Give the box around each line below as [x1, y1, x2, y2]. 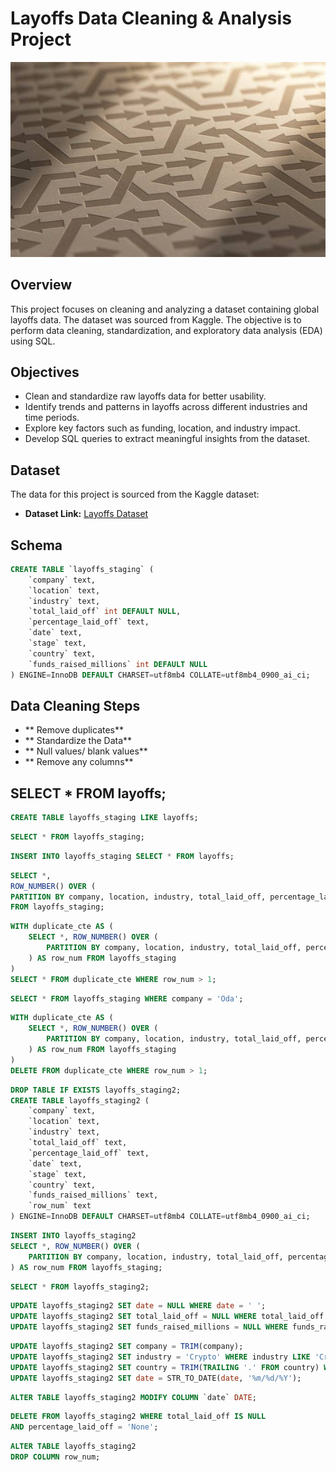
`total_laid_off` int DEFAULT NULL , [28, 607, 182, 617]
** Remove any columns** [24, 756, 134, 768]
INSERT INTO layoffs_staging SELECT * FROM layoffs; [10, 851, 235, 861]
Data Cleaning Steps [10, 697, 141, 714]
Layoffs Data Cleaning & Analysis [10, 7, 292, 30]
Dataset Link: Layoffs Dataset [24, 508, 149, 520]
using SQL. [10, 335, 56, 347]
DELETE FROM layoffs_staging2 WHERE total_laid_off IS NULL [10, 1412, 267, 1422]
